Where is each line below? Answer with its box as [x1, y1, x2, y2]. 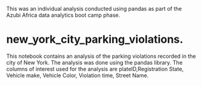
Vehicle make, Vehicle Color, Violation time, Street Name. [6, 72, 149, 79]
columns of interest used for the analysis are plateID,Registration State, [6, 65, 184, 72]
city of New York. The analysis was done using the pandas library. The [6, 58, 183, 66]
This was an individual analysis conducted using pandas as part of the [6, 5, 182, 12]
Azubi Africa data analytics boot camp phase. [6, 11, 120, 19]
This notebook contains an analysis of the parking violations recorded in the [6, 52, 196, 60]
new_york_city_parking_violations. [6, 33, 184, 46]
